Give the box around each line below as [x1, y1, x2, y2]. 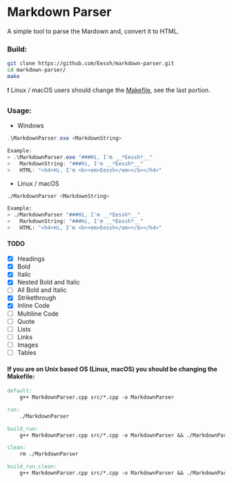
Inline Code [17, 302, 50, 310]
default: [7, 388, 32, 394]
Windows [17, 122, 44, 130]
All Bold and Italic [17, 286, 67, 294]
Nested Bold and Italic [17, 278, 81, 286]
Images [17, 340, 39, 349]
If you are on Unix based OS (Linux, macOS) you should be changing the [7, 365, 217, 373]
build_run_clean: [7, 463, 57, 471]
